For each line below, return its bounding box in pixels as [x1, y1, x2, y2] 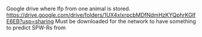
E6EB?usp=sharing [6, 18, 54, 24]
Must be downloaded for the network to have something [55, 18, 197, 24]
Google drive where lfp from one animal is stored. [6, 5, 131, 12]
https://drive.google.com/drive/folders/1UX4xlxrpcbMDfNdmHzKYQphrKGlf [6, 11, 196, 18]
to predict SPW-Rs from [6, 24, 66, 31]
